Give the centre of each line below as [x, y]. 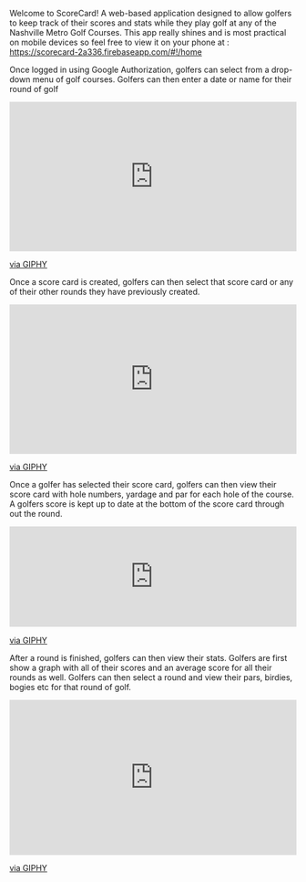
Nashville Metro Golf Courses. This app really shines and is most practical [148, 32]
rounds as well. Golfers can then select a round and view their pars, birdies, [151, 677]
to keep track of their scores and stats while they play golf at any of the [143, 23]
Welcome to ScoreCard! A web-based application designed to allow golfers [151, 13]
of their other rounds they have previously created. [105, 292]
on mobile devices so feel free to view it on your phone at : [119, 42]
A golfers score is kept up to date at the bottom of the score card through [147, 504]
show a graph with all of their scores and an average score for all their [141, 667]
